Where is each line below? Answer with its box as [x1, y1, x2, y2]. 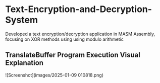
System [5, 14, 38, 26]
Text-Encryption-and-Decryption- [5, 4, 152, 15]
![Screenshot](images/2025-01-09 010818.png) [5, 72, 104, 78]
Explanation [5, 59, 44, 67]
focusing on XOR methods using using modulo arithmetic [5, 36, 124, 42]
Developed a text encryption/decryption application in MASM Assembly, [5, 31, 155, 37]
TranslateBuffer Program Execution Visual [5, 51, 140, 59]
